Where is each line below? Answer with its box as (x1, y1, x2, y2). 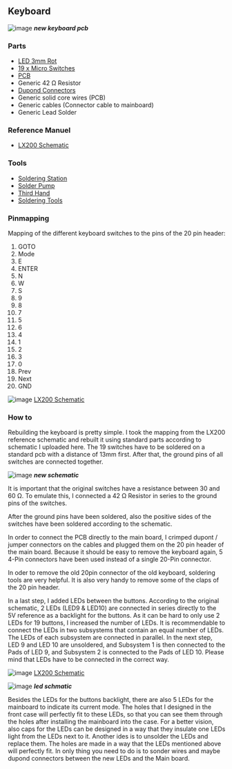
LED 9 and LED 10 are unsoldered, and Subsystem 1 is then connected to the (8, 640, 226, 649)
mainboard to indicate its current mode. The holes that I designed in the (8, 703, 212, 711)
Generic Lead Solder (17, 108, 77, 117)
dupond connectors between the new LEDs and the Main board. (8, 754, 190, 763)
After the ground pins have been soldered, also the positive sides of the (8, 513, 211, 521)
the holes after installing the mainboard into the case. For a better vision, (8, 718, 214, 726)
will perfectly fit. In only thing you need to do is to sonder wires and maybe (8, 747, 220, 755)
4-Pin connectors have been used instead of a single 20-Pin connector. (8, 556, 211, 564)
